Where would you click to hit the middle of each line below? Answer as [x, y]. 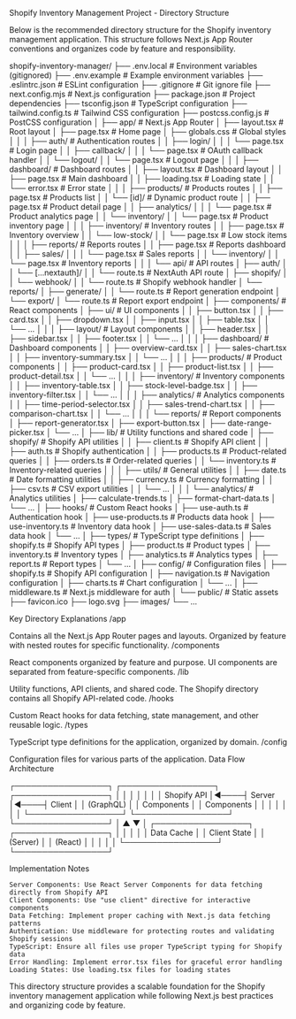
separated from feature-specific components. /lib [99, 672]
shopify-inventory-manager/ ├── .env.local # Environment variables [133, 66]
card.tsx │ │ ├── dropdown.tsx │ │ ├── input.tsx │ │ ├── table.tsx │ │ [139, 319]
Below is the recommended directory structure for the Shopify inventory [140, 30]
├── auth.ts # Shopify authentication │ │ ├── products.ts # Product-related [148, 451]
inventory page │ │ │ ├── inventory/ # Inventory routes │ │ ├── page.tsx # [147, 226]
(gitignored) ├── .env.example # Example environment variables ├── [136, 75]
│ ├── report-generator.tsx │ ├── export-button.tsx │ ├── [118, 423]
